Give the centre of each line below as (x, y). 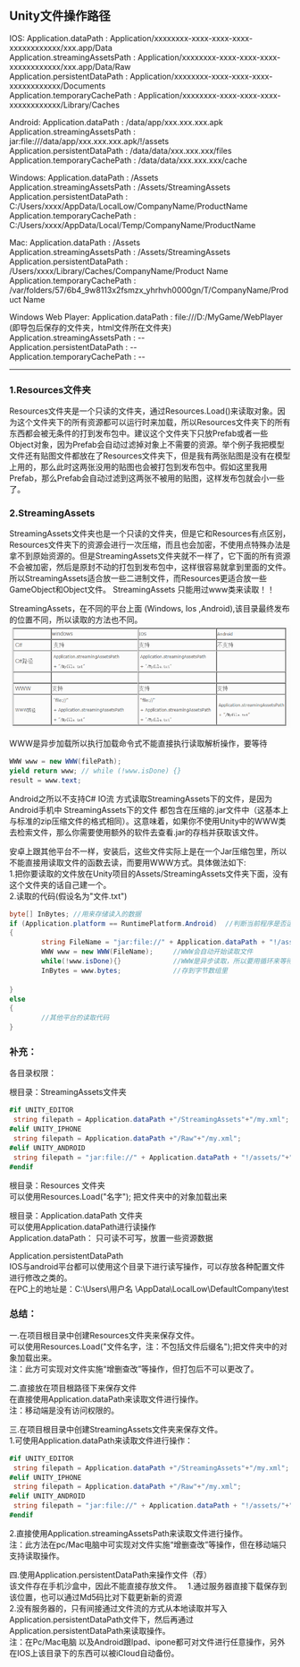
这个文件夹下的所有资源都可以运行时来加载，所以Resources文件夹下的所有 (154, 423)
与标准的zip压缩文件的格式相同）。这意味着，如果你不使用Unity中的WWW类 (148, 821)
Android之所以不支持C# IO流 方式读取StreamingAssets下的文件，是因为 (141, 799)
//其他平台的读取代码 (75, 1018)
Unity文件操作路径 (60, 16)
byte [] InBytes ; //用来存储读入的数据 (75, 914)
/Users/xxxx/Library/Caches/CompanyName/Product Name (119, 270)
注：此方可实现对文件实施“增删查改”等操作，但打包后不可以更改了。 (134, 1369)
